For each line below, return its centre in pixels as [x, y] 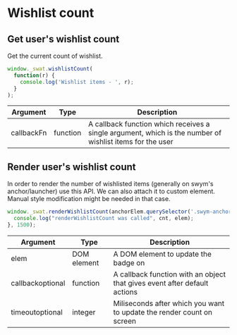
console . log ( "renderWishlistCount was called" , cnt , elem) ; [104, 219]
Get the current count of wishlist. [55, 56]
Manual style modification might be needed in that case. [89, 199]
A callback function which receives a [149, 124]
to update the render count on [163, 312]
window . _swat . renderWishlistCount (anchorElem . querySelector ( [99, 212]
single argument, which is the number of [155, 133]
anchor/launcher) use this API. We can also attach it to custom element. [111, 191]
